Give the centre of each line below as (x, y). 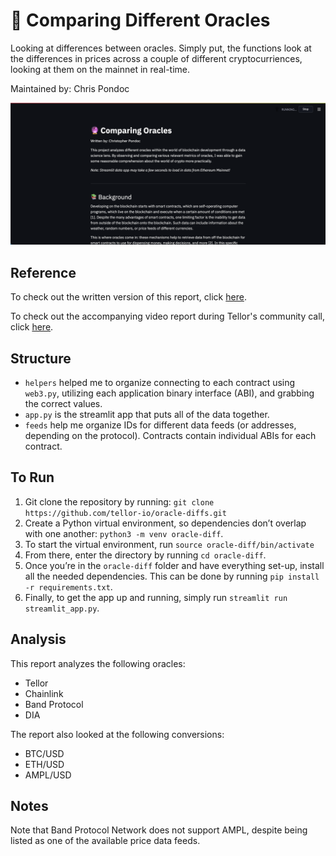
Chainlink (44, 693)
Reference (43, 272)
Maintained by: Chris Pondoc (70, 88)
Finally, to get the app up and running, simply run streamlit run (156, 597)
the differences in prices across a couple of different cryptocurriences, (156, 58)
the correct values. (63, 403)
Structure (41, 358)
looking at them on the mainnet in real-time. (100, 69)
